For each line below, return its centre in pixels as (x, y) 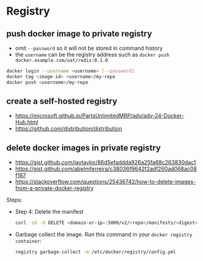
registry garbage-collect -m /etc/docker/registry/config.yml (95, 252)
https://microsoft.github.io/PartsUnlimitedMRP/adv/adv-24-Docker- (99, 116)
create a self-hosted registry (62, 101)
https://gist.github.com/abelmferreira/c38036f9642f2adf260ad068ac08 (106, 169)
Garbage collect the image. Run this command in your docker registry (104, 234)
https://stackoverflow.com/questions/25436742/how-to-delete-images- (105, 182)
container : (28, 241)
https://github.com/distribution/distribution (69, 129)
